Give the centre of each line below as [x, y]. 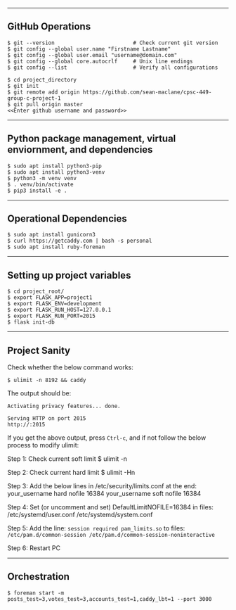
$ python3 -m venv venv [42, 178]
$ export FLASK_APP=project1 [50, 298]
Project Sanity [39, 350]
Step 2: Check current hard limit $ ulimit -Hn [71, 473]
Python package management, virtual [92, 139]
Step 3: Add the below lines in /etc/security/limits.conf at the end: [102, 486]
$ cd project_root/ [36, 292]
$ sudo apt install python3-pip [54, 166]
